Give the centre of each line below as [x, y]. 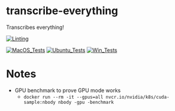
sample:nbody [40, 102]
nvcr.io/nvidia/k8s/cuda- [137, 97]
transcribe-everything [62, 11]
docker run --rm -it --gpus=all [63, 97]
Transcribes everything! [35, 27]
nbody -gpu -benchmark [86, 102]
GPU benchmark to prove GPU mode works [68, 90]
